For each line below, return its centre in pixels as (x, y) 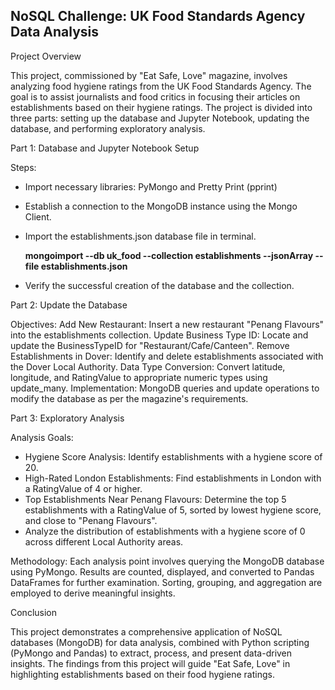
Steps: (23, 167)
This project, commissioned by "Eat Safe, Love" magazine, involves (149, 75)
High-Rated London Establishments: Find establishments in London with (173, 478)
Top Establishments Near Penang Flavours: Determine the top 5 (155, 499)
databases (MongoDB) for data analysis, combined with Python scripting (160, 642)
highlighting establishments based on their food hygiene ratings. (142, 674)
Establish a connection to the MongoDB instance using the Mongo (161, 206)
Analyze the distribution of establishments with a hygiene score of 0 (165, 531)
